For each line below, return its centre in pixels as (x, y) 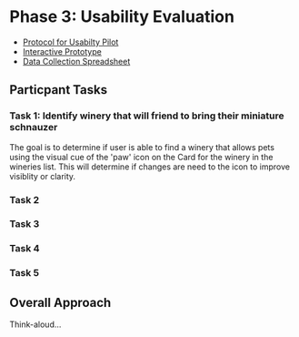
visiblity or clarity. (42, 176)
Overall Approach (60, 302)
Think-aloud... (35, 324)
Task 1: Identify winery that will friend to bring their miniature (147, 116)
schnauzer (34, 128)
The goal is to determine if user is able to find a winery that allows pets (142, 147)
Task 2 (25, 199)
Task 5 (24, 273)
